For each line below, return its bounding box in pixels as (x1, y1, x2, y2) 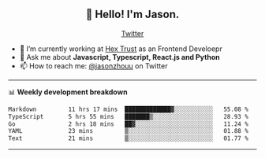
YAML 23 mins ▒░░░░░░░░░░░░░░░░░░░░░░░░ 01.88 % (8, 127, 248, 135)
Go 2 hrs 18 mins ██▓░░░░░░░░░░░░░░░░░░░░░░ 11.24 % (8, 119, 248, 128)
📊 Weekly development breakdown (8, 87, 128, 97)
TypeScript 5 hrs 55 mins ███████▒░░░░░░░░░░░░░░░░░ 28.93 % (8, 112, 248, 120)
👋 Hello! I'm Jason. (85, 8, 180, 21)
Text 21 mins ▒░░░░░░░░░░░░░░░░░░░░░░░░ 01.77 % (8, 134, 248, 142)
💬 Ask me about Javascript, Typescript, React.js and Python (19, 52, 220, 61)
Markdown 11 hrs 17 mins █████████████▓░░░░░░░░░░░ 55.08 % (8, 105, 248, 113)
